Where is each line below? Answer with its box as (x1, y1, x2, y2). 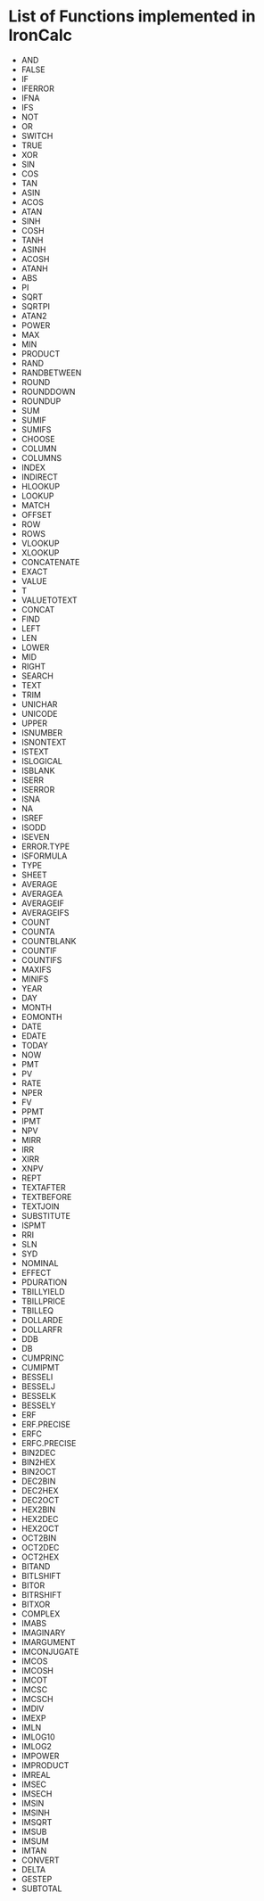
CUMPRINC (21, 1353, 64, 1363)
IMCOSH (21, 1665, 54, 1675)
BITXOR (21, 1599, 51, 1609)
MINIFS (21, 974, 49, 984)
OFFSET (21, 509, 53, 520)
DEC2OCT (21, 1494, 60, 1505)
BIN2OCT (21, 1466, 57, 1477)
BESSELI (21, 1371, 54, 1382)
